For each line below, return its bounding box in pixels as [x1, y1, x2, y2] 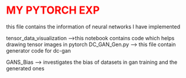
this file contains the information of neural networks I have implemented [6, 23, 181, 30]
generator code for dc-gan [6, 47, 71, 54]
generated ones [6, 64, 45, 71]
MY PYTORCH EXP [6, 4, 100, 17]
